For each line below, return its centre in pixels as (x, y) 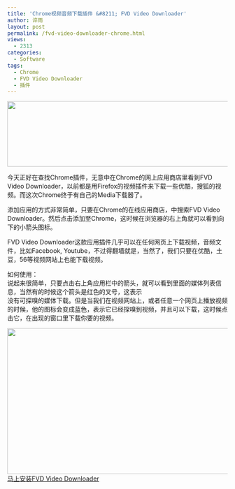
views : (17, 40)
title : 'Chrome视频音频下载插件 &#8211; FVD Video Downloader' (97, 14)
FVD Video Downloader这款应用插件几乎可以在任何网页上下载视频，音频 (111, 242)
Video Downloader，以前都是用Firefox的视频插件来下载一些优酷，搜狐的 (111, 187)
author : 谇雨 (25, 20)
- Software (29, 59)
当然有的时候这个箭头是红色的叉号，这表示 (80, 292)
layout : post (26, 27)
